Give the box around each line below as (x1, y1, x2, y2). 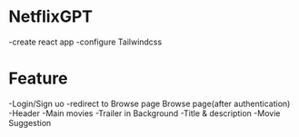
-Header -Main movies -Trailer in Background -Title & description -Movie (8, 107, 281, 119)
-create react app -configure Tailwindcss (8, 36, 163, 47)
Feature (8, 68, 68, 89)
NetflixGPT (8, 6, 93, 27)
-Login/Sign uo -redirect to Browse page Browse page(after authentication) (8, 98, 291, 109)
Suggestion (8, 117, 52, 128)
